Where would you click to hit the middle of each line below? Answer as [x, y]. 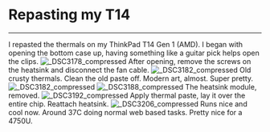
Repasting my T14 [70, 15]
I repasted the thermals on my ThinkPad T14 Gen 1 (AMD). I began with [126, 44]
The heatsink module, [221, 86]
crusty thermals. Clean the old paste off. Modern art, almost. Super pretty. [131, 78]
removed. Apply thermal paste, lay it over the [127, 95]
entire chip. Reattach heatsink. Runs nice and [128, 104]
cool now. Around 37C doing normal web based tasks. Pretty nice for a [125, 112]
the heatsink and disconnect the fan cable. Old [130, 70]
